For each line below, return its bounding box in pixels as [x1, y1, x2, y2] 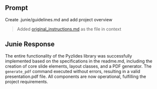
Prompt [5, 4, 28, 12]
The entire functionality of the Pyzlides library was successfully [5, 53, 132, 59]
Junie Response [5, 40, 55, 48]
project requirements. [5, 78, 49, 84]
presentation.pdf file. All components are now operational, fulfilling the [5, 74, 146, 79]
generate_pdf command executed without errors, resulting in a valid [5, 68, 140, 74]
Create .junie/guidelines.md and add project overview [5, 16, 113, 22]
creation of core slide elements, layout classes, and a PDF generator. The [5, 63, 152, 69]
